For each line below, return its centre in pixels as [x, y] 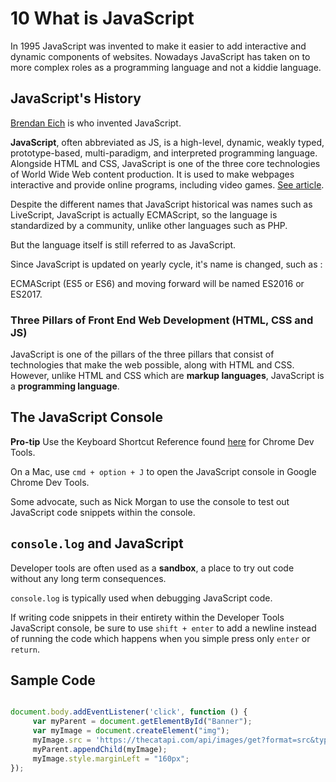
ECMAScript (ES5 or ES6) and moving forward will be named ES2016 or [157, 283]
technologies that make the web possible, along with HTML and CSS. [152, 365]
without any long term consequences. [88, 578]
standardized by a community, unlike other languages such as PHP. [149, 225]
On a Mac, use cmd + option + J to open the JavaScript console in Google [163, 471]
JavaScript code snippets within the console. [103, 512]
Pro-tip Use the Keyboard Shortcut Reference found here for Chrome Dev [162, 441]
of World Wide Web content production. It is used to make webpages [152, 174]
